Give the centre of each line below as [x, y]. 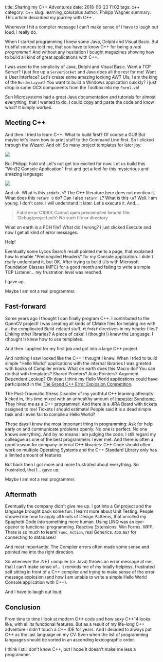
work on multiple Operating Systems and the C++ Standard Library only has [81, 450]
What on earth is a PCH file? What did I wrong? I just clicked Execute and [78, 227]
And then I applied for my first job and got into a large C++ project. [72, 348]
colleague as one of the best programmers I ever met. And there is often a [79, 439]
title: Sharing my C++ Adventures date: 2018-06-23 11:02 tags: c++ [72, 7]
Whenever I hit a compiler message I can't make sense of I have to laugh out [81, 27]
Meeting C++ [26, 123]
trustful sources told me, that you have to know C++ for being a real [73, 47]
